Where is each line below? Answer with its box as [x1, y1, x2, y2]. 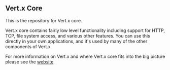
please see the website [5, 58, 54, 65]
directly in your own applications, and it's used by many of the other [5, 38, 148, 44]
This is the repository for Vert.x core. [5, 17, 82, 23]
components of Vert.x [5, 43, 51, 50]
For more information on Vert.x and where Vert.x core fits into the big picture [5, 53, 165, 59]
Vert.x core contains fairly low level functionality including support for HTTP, [5, 27, 165, 33]
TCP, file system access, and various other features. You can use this [5, 32, 151, 39]
